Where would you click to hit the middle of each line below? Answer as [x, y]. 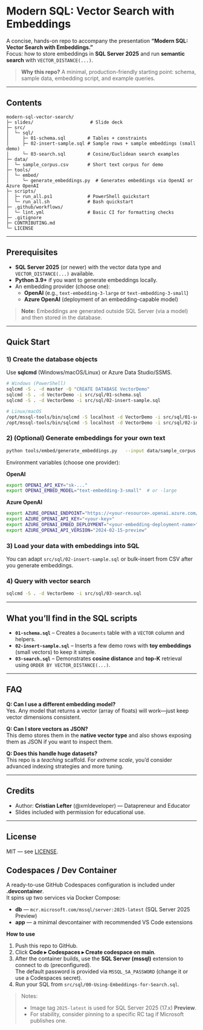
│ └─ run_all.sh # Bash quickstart [70, 202]
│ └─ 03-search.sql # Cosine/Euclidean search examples [93, 154]
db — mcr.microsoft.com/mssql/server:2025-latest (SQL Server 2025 [102, 910]
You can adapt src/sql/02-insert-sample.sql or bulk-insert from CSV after [100, 559]
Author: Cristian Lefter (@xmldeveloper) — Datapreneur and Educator [102, 805]
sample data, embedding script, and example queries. [88, 78]
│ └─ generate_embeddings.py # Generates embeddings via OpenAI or [100, 180]
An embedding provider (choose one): [63, 286]
